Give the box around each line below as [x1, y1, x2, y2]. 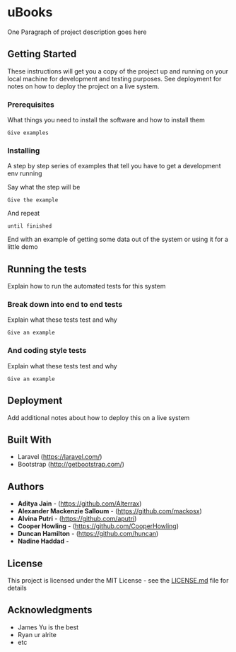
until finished [7, 223, 52, 230]
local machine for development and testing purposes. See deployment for [7, 74, 222, 83]
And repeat [7, 209, 40, 218]
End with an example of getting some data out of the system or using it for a [7, 235, 228, 244]
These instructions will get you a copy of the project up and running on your [7, 66, 228, 75]
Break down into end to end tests [7, 300, 123, 310]
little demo [7, 243, 38, 251]
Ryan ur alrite [17, 630, 57, 639]
